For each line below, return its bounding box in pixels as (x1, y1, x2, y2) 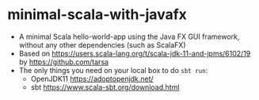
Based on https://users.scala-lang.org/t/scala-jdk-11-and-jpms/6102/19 (18, 48, 251, 58)
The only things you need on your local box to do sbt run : (18, 65, 208, 75)
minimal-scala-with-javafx (7, 6, 188, 24)
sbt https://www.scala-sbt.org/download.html (30, 82, 180, 92)
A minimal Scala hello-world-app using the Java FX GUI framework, (18, 32, 240, 41)
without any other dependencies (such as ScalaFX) (18, 40, 187, 49)
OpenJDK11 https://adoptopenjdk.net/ (30, 74, 154, 83)
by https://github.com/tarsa (18, 57, 109, 67)
